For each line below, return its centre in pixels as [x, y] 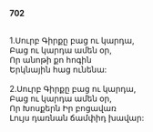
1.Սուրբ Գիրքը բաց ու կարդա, [72, 41]
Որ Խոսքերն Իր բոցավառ [63, 108]
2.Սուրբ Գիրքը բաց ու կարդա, [73, 89]
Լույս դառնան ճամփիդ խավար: [77, 118]
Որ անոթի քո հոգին [51, 60]
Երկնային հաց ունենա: [58, 69]
